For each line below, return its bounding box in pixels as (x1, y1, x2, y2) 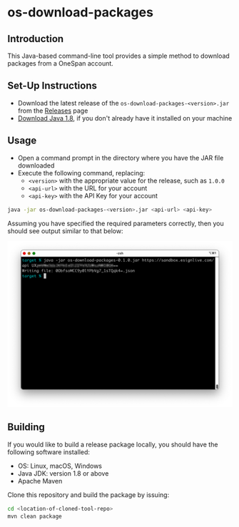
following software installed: (7, 447, 91, 456)
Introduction (7, 33, 64, 45)
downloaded (17, 161, 55, 170)
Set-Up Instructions (7, 80, 98, 92)
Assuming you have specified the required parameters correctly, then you (7, 219, 225, 227)
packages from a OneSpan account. (7, 59, 114, 68)
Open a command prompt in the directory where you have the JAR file (17, 153, 224, 162)
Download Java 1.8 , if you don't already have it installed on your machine (17, 113, 233, 122)
